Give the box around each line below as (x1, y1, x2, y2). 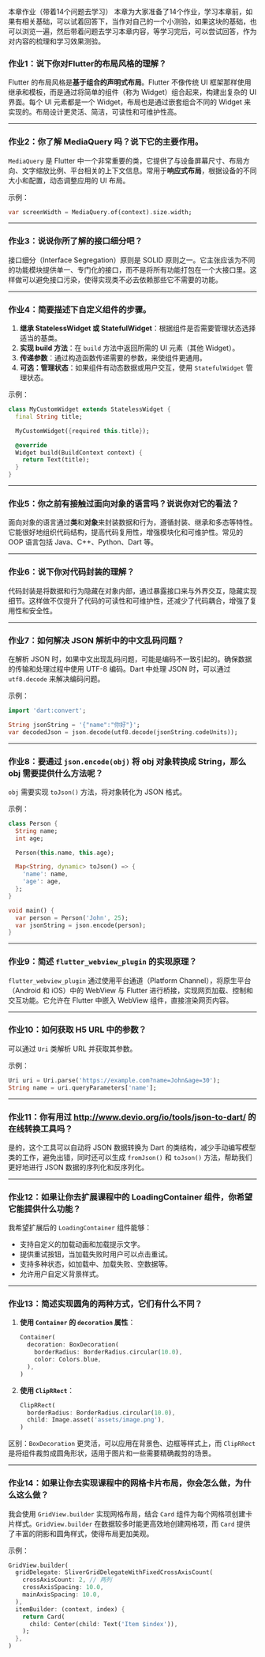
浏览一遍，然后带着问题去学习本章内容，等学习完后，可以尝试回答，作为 (21, 27, 257, 36)
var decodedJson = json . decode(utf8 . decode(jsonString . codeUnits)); (8, 728, 238, 736)
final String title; (15, 412, 83, 420)
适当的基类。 (19, 333, 62, 343)
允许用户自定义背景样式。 (19, 1269, 103, 1279)
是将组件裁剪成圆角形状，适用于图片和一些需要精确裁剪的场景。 (8, 1448, 215, 1458)
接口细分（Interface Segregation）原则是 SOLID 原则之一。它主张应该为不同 (8, 255, 256, 265)
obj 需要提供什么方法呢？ (8, 767, 104, 778)
